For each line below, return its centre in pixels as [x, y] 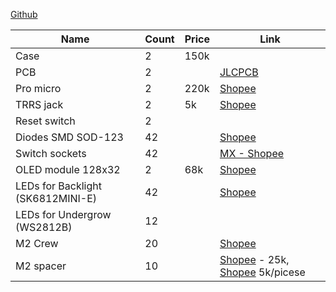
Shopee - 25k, [254, 259]
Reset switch [45, 121]
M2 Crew [37, 243]
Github [24, 14]
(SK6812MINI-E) [56, 198]
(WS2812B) [44, 227]
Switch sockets [51, 153]
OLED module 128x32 [68, 169]
